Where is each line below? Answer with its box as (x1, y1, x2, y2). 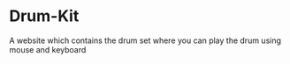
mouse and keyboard (9, 44, 87, 54)
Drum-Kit (9, 6, 80, 26)
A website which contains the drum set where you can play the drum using (9, 35, 281, 46)
